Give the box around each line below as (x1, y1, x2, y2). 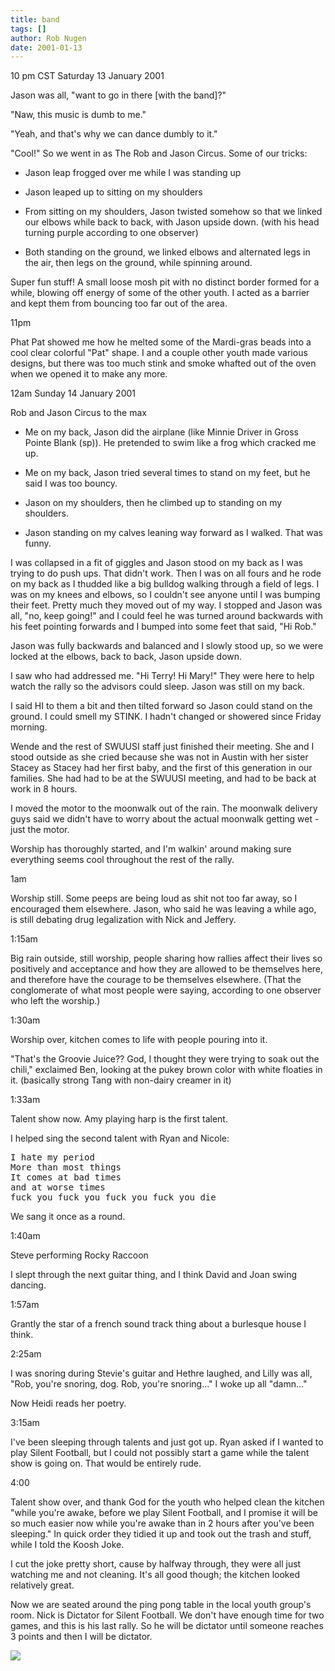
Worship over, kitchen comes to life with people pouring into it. (10, 1034, 268, 1046)
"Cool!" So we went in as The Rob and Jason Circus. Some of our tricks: (10, 147, 308, 160)
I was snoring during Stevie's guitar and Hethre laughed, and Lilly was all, (10, 1367, 313, 1380)
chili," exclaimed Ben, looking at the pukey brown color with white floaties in (10, 1064, 323, 1076)
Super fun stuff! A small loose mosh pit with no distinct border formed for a (10, 276, 320, 288)
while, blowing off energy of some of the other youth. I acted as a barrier (10, 287, 310, 299)
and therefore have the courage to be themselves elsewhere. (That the (10, 974, 302, 986)
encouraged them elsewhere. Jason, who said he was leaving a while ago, (10, 903, 317, 915)
